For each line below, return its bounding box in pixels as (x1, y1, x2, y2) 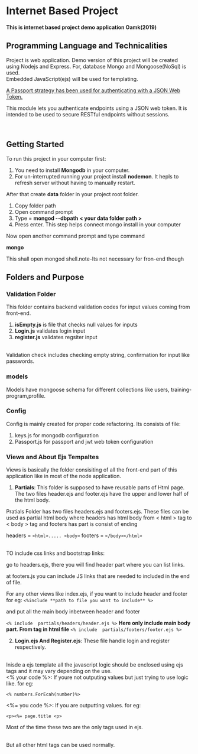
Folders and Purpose (6, 272, 85, 282)
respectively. (14, 643, 46, 651)
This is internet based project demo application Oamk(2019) (6, 24, 157, 31)
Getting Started (6, 139, 64, 149)
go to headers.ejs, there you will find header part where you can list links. (6, 561, 185, 568)
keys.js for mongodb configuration (14, 431, 99, 438)
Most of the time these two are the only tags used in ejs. (6, 724, 143, 731)
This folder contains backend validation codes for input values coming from (6, 303, 190, 311)
